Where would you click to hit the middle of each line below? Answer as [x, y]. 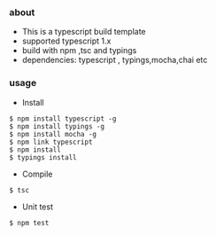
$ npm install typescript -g [63, 118]
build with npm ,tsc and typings [79, 51]
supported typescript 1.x [66, 41]
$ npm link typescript [51, 142]
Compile [37, 174]
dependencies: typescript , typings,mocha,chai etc [115, 60]
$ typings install [43, 157]
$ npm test [29, 223]
